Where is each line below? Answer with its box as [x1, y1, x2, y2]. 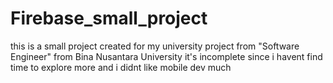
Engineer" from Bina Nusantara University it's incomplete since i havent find [10, 50, 323, 62]
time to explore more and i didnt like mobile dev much [10, 61, 232, 73]
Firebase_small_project [10, 7, 208, 30]
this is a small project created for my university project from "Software [10, 40, 300, 52]
